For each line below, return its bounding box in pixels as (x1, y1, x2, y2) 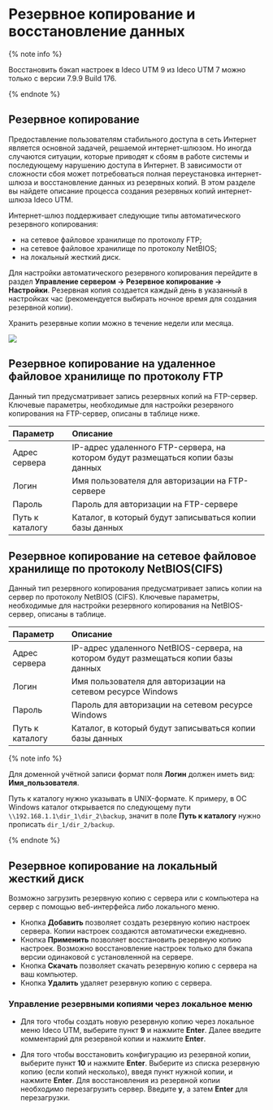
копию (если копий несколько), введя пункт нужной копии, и (19, 1067, 233, 1077)
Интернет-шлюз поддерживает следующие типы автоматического (8, 210, 241, 220)
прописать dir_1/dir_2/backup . (8, 820, 115, 830)
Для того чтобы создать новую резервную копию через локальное (19, 1017, 254, 1026)
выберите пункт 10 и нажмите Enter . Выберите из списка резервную (19, 1058, 260, 1069)
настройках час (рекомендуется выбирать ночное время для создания (8, 293, 258, 303)
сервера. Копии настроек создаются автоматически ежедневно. (19, 926, 247, 936)
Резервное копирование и (8, 5, 196, 24)
